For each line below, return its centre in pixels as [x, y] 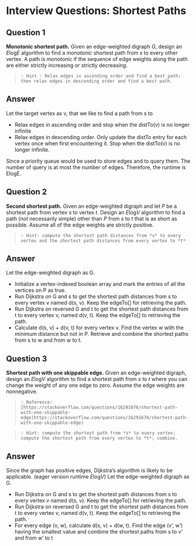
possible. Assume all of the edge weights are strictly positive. [80, 225]
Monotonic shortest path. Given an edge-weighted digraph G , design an [94, 46]
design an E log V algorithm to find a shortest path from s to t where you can [97, 379]
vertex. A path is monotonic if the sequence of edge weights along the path [97, 59]
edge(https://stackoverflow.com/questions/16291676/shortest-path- [104, 418]
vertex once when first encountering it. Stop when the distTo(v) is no [97, 143]
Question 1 [26, 33]
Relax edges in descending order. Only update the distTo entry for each [101, 137]
